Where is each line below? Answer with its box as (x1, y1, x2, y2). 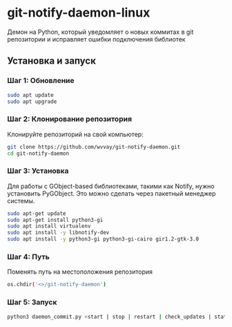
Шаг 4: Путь (7, 252, 50, 262)
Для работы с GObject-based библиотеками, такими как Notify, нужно (7, 182, 215, 190)
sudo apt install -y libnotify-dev (7, 230, 110, 236)
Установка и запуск (7, 55, 97, 67)
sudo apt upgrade (7, 98, 57, 105)
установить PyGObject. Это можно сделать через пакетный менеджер (7, 189, 216, 198)
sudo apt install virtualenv (7, 223, 91, 230)
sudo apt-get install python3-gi (7, 216, 104, 223)
